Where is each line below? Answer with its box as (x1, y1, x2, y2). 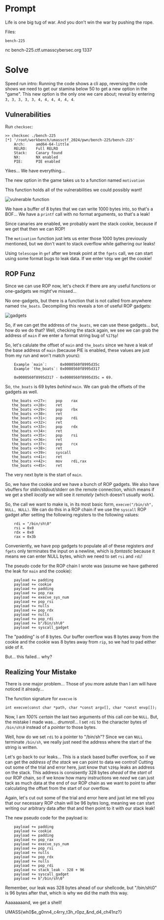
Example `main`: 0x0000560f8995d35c (14, 362, 100, 367)
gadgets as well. (5, 389, 38, 395)
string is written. (5, 745, 38, 750)
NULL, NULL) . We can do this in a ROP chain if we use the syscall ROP (5, 506, 146, 512)
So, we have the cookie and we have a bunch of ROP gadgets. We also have (5, 481, 160, 487)
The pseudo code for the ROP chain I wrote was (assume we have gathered (5, 563, 158, 569)
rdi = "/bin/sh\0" (14, 521, 52, 526)
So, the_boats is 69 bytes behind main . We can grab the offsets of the (5, 383, 146, 389)
